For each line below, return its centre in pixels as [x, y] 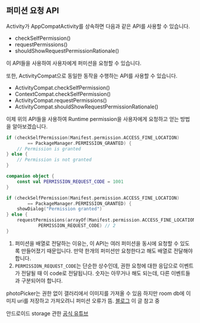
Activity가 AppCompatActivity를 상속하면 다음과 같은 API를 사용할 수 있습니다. [98, 26]
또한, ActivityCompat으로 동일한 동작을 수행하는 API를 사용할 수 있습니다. [92, 76]
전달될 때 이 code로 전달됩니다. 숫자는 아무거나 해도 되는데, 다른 [96, 273]
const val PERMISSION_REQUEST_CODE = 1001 [70, 181]
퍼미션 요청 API [33, 11]
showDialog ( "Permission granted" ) [60, 209]
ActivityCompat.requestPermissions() [61, 100]
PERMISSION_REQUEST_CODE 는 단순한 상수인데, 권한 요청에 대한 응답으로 [96, 265]
